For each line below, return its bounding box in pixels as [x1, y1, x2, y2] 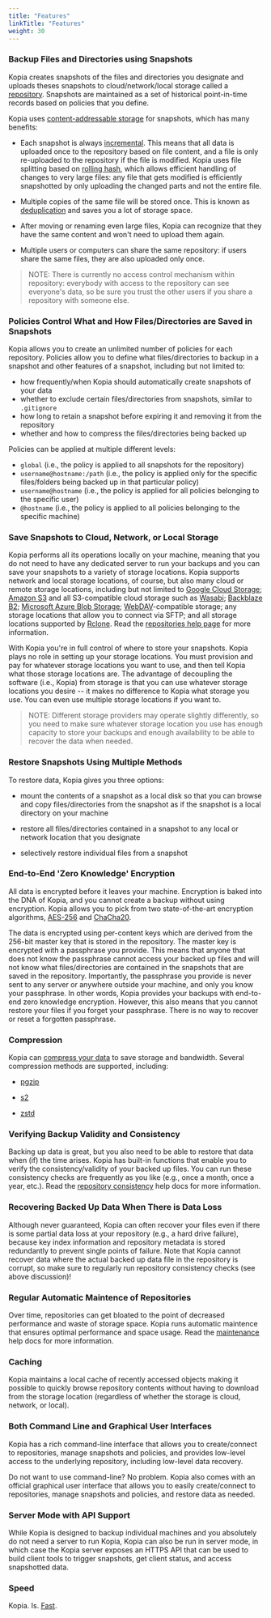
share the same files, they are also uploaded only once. [19, 253, 205, 263]
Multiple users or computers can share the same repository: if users [19, 245, 247, 255]
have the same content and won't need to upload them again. [19, 229, 225, 239]
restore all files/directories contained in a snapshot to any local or [19, 824, 239, 833]
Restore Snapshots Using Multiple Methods [8, 756, 183, 768]
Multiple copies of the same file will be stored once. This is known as [19, 196, 251, 207]
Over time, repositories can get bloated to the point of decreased [8, 1310, 225, 1320]
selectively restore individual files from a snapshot [19, 848, 188, 858]
